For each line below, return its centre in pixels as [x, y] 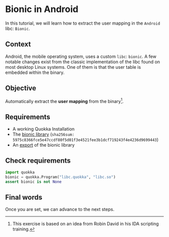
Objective [21, 88]
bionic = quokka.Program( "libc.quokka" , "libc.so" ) [60, 177]
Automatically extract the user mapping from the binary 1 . [65, 100]
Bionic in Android [42, 9]
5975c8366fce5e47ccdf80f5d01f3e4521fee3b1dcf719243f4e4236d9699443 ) [86, 140]
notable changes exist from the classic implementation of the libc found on [82, 62]
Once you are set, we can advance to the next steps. [60, 209]
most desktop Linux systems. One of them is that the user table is [73, 67]
